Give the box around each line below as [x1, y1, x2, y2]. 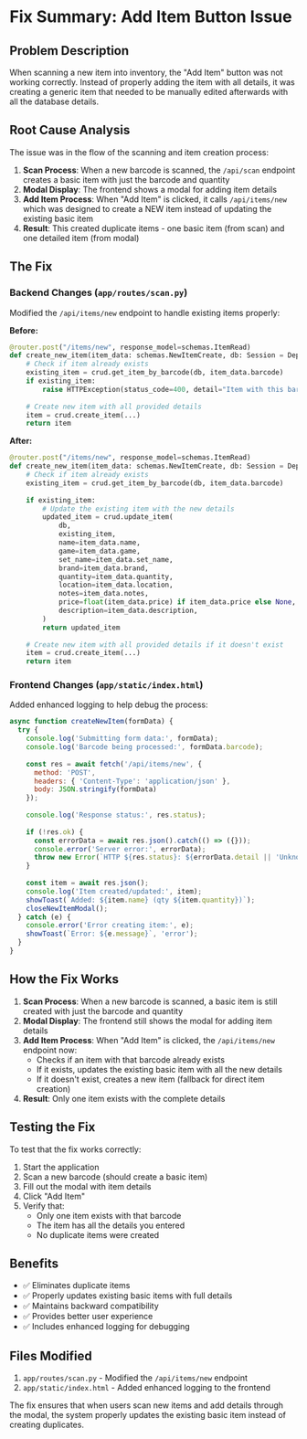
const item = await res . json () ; [26, 879, 149, 888]
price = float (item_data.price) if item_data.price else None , [58, 598, 297, 607]
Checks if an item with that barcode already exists [36, 1053, 226, 1065]
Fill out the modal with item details [22, 1180, 152, 1191]
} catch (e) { [17, 912, 71, 922]
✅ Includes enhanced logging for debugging [22, 1321, 190, 1332]
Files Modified [9, 1348, 93, 1363]
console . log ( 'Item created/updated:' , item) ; [26, 886, 203, 896]
